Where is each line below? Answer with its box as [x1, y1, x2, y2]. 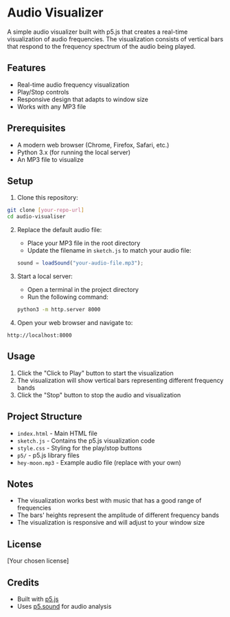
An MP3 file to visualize [16, 155, 84, 163]
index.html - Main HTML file [16, 429, 97, 437]
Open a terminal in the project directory [27, 286, 139, 293]
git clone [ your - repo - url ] [7, 207, 84, 214]
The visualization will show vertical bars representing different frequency [16, 376, 224, 384]
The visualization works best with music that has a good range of [16, 496, 202, 505]
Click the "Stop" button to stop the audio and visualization [16, 390, 181, 399]
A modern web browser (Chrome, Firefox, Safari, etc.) [16, 140, 170, 149]
